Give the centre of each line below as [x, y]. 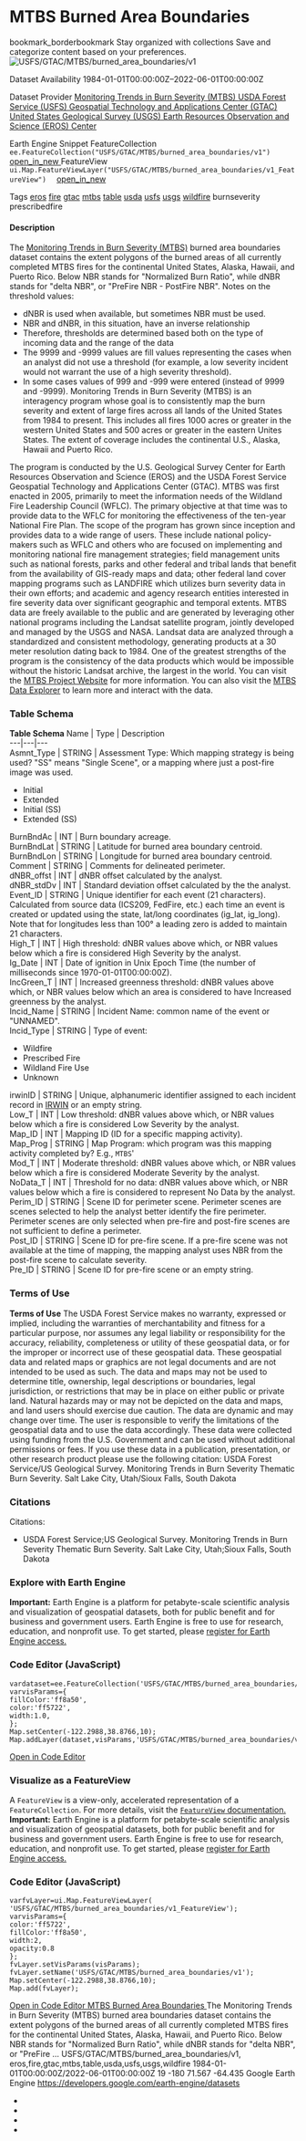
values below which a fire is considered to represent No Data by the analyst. [153, 1192]
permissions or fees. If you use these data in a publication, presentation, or [150, 1449]
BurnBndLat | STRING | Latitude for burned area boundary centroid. [136, 847]
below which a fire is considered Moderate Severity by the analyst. [135, 1173]
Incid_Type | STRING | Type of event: [78, 1031]
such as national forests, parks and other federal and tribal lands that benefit [153, 564]
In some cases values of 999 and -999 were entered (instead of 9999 [153, 381]
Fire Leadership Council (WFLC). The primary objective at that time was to [149, 506]
